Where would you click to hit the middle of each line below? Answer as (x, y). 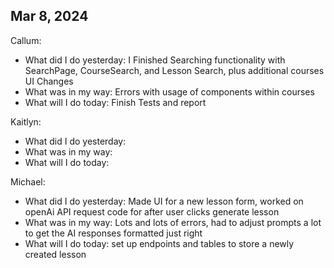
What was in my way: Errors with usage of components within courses (169, 91)
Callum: (26, 40)
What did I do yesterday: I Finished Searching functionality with (155, 60)
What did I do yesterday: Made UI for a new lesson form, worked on (164, 201)
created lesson (55, 254)
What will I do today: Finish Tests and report (115, 102)
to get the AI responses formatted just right (113, 233)
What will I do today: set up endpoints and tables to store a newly (159, 243)
